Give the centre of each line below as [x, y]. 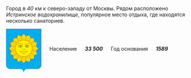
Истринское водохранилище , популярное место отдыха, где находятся [96, 15]
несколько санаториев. [35, 21]
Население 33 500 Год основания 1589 [108, 48]
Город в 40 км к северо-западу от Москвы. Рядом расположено [87, 8]
